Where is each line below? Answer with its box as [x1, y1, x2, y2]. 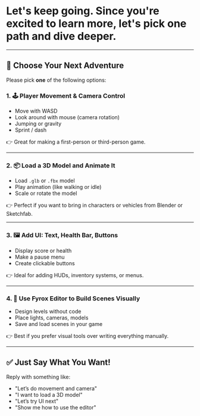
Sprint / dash [14, 126, 47, 134]
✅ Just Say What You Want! [6, 358, 111, 368]
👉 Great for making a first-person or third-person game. [6, 138, 146, 145]
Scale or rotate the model [14, 190, 77, 197]
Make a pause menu [14, 253, 65, 260]
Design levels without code [14, 308, 82, 315]
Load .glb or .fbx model [14, 177, 76, 184]
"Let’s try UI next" [14, 398, 59, 405]
